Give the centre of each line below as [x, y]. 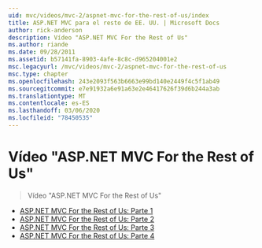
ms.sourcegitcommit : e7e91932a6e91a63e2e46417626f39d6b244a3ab [114, 89]
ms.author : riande [38, 45]
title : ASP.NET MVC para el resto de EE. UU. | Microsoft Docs [114, 23]
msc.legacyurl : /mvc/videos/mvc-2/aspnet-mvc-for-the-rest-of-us [117, 67]
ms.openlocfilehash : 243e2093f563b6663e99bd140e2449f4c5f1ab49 [114, 81]
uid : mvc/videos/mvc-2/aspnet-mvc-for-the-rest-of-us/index [109, 15]
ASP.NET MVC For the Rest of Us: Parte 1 [86, 210]
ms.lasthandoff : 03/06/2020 [54, 111]
